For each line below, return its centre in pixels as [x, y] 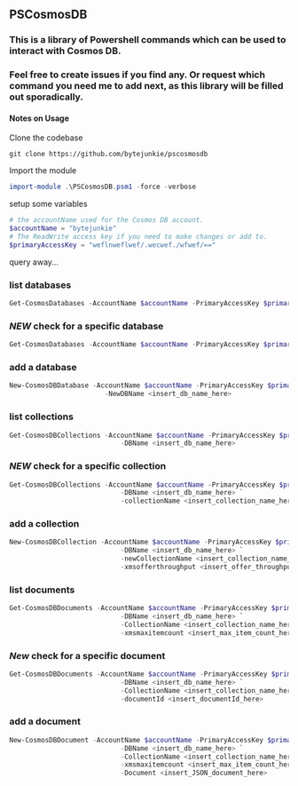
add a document [45, 721]
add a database [43, 368]
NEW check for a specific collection [88, 466]
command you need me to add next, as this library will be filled [146, 86]
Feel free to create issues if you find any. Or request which [137, 75]
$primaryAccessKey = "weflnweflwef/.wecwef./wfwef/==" [113, 245]
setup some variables [48, 204]
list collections [41, 417]
